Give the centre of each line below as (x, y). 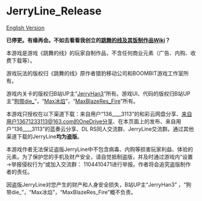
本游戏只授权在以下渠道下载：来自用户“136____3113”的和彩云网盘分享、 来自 (99, 114)
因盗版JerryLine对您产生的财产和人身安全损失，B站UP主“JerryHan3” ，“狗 (99, 184)
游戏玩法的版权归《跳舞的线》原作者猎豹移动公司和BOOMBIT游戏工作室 (95, 73)
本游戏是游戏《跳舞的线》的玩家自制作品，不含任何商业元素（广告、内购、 (98, 53)
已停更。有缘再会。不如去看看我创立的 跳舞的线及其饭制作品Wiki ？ (88, 40)
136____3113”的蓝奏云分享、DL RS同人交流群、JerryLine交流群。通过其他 (104, 129)
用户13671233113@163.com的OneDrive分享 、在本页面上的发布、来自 (91, 121)
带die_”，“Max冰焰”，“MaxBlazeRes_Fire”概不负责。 (71, 192)
